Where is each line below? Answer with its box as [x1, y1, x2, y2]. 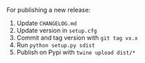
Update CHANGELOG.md [16, 19, 77, 27]
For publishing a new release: [6, 6, 91, 14]
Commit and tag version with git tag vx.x [16, 34, 138, 42]
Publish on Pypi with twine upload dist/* [16, 48, 136, 56]
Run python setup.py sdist [16, 41, 95, 49]
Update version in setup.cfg [16, 27, 98, 34]
